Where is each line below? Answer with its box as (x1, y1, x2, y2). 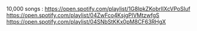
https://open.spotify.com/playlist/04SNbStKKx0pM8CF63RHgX (6, 18, 166, 25)
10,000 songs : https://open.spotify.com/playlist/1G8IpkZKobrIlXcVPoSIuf (6, 5, 191, 12)
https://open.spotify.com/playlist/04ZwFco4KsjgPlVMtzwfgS (6, 12, 160, 19)
